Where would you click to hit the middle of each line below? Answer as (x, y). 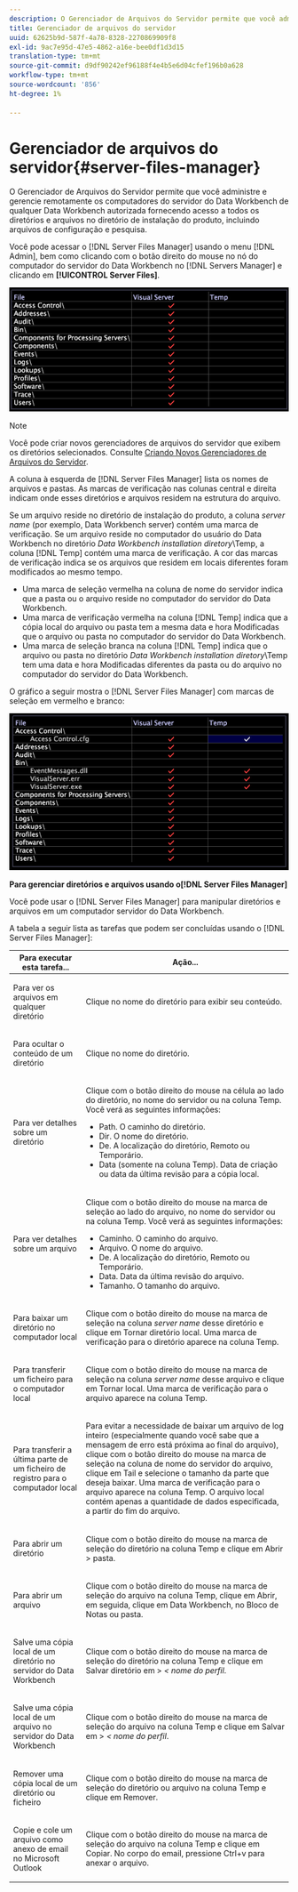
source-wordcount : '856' (55, 85)
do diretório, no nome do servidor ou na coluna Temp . (184, 1100)
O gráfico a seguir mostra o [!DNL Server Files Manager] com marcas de (142, 691)
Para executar (46, 957)
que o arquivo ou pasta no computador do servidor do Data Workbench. (154, 636)
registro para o (40, 1477)
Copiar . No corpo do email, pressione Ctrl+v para (175, 1854)
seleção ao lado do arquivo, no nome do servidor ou (180, 1212)
